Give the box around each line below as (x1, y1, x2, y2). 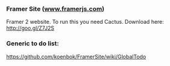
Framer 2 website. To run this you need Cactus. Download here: (6, 18, 164, 26)
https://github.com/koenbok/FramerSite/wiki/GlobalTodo (6, 53, 147, 60)
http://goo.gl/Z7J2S (6, 24, 55, 32)
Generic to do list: (6, 39, 59, 48)
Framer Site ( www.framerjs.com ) (6, 5, 105, 13)
